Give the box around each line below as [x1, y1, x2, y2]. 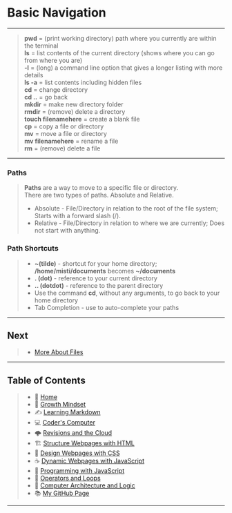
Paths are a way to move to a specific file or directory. [23, 184, 179, 192]
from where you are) [23, 56, 83, 64]
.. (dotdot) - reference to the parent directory [34, 281, 164, 289]
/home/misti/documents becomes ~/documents [34, 267, 176, 275]
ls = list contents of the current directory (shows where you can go [23, 48, 215, 57]
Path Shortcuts [7, 244, 59, 253]
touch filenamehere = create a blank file [23, 115, 140, 123]
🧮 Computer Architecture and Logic [34, 481, 136, 490]
